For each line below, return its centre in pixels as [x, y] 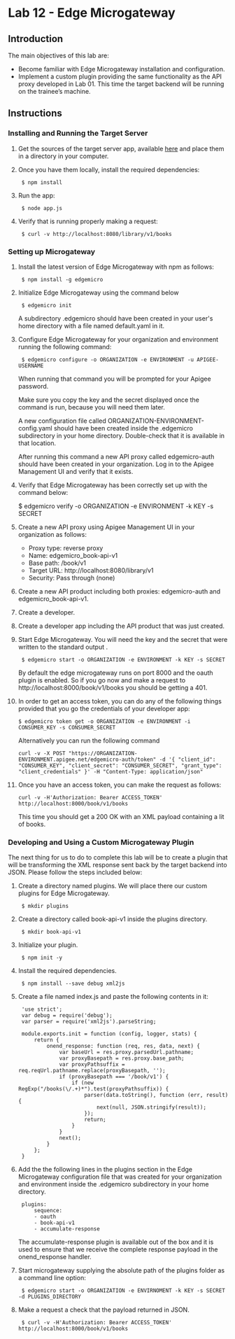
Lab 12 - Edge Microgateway [92, 13]
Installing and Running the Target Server [78, 133]
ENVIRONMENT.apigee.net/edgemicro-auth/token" [87, 759]
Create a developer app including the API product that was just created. [121, 626]
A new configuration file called [62, 421]
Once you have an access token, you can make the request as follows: [120, 785]
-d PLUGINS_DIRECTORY [49, 1297]
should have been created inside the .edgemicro [123, 428]
